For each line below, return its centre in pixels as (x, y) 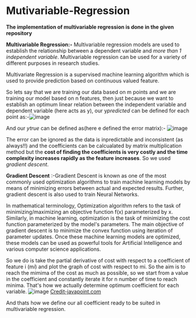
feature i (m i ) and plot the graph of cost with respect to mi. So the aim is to (96, 267)
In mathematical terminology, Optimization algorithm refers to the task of (94, 205)
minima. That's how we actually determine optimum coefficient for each (93, 285)
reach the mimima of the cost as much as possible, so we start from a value (97, 272)
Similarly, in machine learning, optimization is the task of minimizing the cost (98, 218)
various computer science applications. (54, 249)
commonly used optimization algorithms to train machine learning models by (98, 182)
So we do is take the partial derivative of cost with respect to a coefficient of (98, 260)
